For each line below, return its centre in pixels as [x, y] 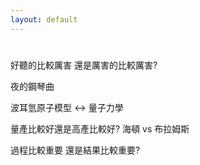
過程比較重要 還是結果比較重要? [75, 150]
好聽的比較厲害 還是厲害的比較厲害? [84, 65]
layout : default [44, 19]
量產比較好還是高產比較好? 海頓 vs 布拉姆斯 [100, 128]
